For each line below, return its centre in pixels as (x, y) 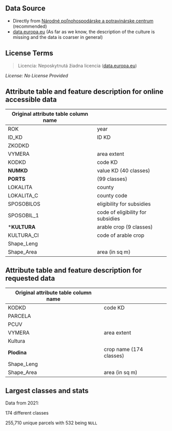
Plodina (17, 353)
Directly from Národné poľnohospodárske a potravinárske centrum (83, 20)
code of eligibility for (122, 212)
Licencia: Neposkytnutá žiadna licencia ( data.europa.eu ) (77, 66)
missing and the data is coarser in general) (58, 37)
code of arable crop (121, 235)
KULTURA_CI (24, 235)
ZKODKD (19, 146)
